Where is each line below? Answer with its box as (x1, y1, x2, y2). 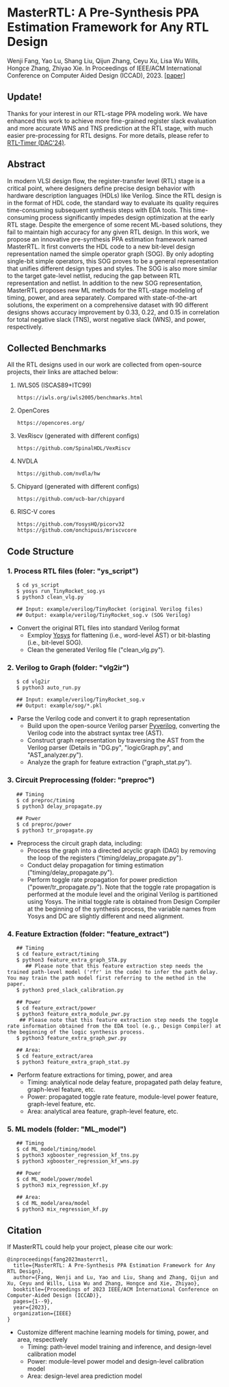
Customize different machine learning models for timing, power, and (16, 1328, 209, 1336)
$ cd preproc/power (16, 821, 72, 828)
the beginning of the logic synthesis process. (7, 1028, 146, 1036)
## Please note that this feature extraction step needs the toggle (19, 1016, 219, 1023)
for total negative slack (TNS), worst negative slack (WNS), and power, (7, 315, 206, 323)
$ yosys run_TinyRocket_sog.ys (16, 588, 106, 595)
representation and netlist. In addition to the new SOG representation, (7, 279, 203, 287)
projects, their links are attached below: (7, 368, 118, 376)
